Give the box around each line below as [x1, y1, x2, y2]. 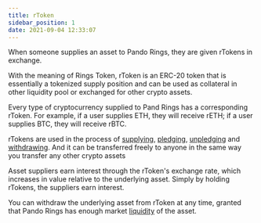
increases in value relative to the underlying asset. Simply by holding [8, 174, 230, 184]
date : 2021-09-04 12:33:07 [8, 26, 96, 34]
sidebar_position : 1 [8, 19, 76, 27]
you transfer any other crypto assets [8, 151, 126, 160]
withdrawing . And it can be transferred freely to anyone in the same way [8, 142, 241, 153]
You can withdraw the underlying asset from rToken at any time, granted [8, 198, 241, 207]
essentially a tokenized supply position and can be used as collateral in [8, 79, 237, 88]
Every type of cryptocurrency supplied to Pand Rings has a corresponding [8, 103, 248, 112]
